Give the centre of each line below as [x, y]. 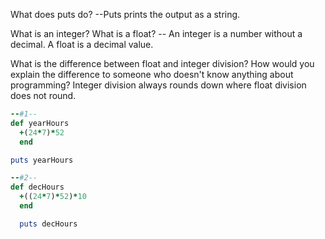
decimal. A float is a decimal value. [82, 44]
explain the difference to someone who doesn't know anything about [152, 74]
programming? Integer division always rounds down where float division [158, 85]
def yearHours [40, 123]
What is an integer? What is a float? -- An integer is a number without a [156, 33]
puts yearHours [42, 160]
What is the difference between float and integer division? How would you [162, 63]
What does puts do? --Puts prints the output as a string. [125, 14]
